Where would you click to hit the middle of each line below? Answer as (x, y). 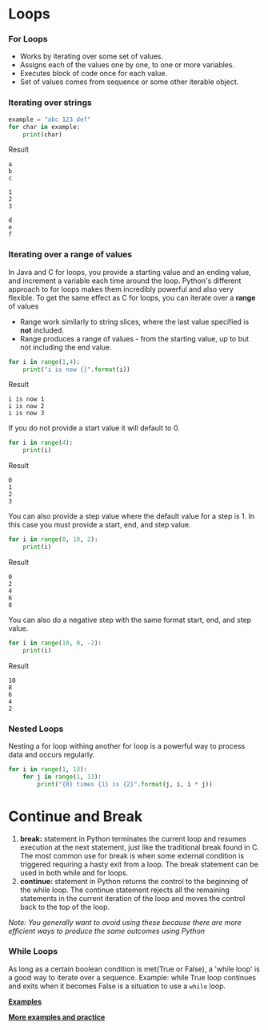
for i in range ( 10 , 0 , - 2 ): (55, 643)
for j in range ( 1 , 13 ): (62, 777)
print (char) (42, 134)
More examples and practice (57, 1017)
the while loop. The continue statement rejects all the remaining (124, 890)
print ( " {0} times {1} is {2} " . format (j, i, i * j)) (125, 784)
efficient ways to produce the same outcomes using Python (107, 931)
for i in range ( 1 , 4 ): (44, 362)
